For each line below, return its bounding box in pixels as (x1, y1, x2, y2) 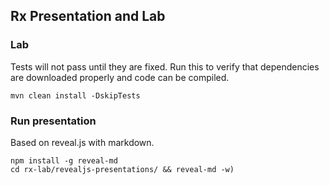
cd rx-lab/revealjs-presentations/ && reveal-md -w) (10, 164, 235, 174)
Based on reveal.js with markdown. (10, 136, 155, 148)
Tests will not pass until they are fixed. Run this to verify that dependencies (10, 60, 320, 73)
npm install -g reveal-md (10, 155, 118, 166)
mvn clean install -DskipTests (10, 90, 141, 101)
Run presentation (10, 114, 97, 128)
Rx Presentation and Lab (10, 8, 166, 25)
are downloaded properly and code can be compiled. (10, 71, 230, 83)
